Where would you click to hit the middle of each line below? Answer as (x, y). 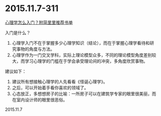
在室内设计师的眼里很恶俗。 (40, 100)
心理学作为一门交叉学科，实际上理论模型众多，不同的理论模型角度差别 (82, 55)
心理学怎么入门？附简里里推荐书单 (39, 22)
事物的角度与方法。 (35, 49)
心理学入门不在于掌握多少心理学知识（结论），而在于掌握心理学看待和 (81, 43)
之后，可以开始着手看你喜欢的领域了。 (50, 87)
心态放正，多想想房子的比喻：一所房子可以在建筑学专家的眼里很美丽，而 (84, 94)
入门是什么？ (18, 32)
